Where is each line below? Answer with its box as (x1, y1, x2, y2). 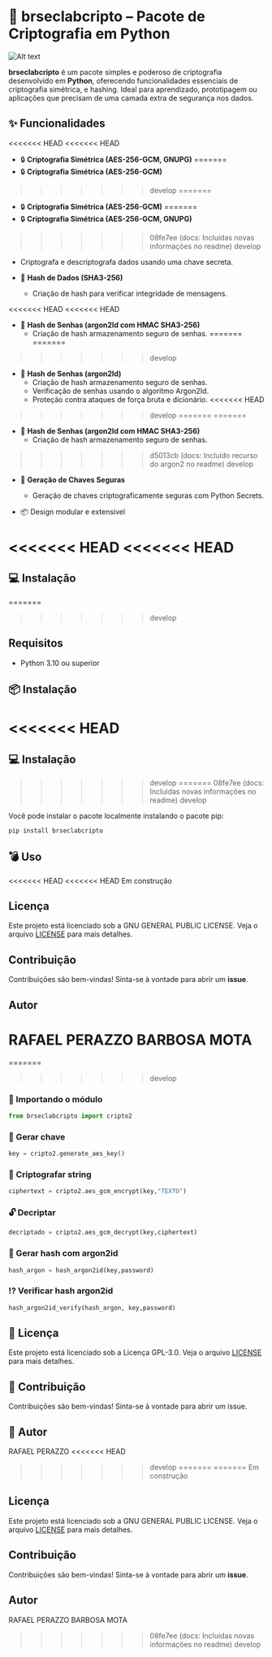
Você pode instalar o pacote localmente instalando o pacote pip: (8, 811, 224, 820)
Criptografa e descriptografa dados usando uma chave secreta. (19, 257, 234, 266)
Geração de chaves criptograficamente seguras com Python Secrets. (32, 491, 265, 500)
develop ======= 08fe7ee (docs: (149, 777, 265, 787)
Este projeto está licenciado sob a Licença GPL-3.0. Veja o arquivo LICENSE (8, 1348, 262, 1357)
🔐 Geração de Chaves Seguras (19, 474, 126, 484)
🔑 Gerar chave (8, 1131, 66, 1142)
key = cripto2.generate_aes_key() (8, 1149, 126, 1158)
